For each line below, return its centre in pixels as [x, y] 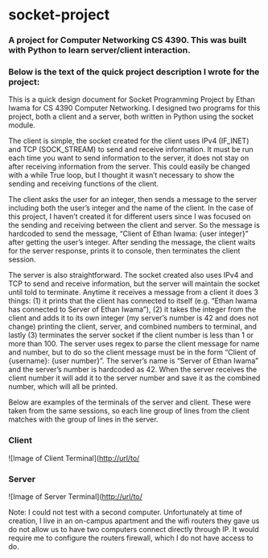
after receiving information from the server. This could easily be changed [130, 166]
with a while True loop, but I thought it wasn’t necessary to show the [122, 175]
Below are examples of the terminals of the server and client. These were [130, 402]
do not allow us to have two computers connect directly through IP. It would [134, 529]
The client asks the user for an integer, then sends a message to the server [133, 199]
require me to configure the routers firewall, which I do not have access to [131, 538]
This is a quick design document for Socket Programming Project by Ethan [132, 99]
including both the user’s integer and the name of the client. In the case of [131, 208]
